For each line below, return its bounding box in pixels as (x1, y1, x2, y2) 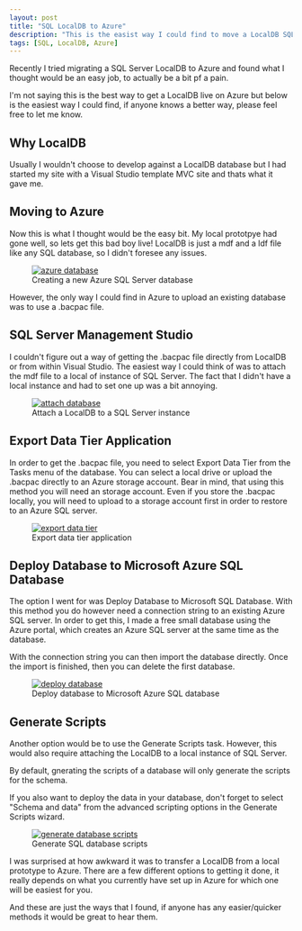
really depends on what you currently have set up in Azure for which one (9, 875, 279, 886)
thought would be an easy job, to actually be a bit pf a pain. (9, 73, 229, 84)
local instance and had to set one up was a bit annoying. (9, 380, 218, 391)
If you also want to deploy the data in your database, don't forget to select (9, 792, 284, 803)
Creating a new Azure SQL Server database (31, 274, 193, 285)
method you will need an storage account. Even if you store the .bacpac (9, 485, 276, 496)
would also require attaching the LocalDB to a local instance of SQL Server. (9, 748, 288, 759)
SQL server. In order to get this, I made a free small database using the (9, 615, 271, 626)
